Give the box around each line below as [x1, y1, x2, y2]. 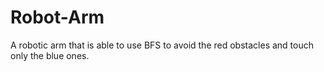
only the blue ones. [10, 49, 90, 61]
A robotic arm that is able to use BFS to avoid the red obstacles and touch [10, 39, 314, 51]
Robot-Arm [10, 6, 105, 29]
